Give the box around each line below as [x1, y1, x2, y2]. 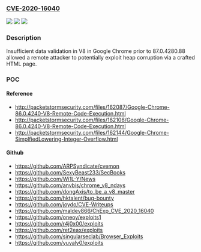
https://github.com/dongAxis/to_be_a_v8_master [14, 188, 135, 195]
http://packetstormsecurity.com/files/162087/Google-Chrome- [14, 103, 170, 111]
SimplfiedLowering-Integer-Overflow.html [14, 135, 118, 143]
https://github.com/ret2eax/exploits [14, 226, 103, 233]
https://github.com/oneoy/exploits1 [14, 214, 101, 221]
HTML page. [6, 60, 37, 67]
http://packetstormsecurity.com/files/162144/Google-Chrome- [14, 129, 169, 136]
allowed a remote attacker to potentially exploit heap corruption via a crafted [6, 54, 195, 61]
